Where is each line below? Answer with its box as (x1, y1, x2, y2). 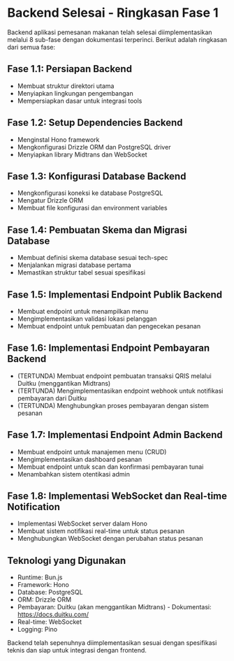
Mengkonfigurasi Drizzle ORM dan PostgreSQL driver (17, 143, 171, 151)
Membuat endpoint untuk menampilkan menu (17, 307, 149, 315)
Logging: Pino (17, 625, 58, 634)
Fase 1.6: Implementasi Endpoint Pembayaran (7, 342, 210, 354)
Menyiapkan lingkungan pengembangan (17, 89, 134, 97)
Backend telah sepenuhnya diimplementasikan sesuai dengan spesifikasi (7, 639, 217, 647)
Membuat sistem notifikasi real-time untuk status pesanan (17, 527, 185, 535)
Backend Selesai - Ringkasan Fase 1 (7, 5, 219, 21)
